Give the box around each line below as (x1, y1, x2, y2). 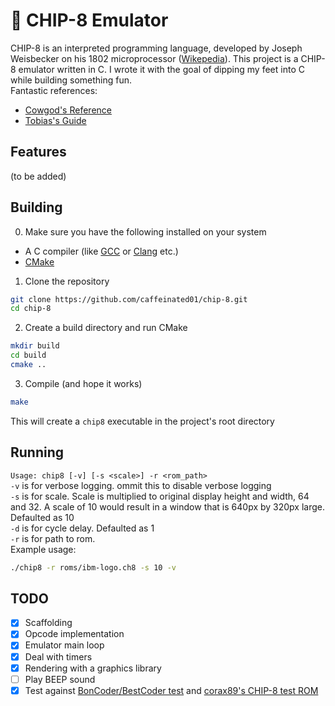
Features (10, 144, 67, 161)
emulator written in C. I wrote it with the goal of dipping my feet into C (18, 63, 305, 75)
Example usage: (10, 543, 77, 555)
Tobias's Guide (24, 114, 87, 126)
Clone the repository (24, 275, 110, 287)
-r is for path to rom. (10, 532, 96, 544)
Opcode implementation (24, 628, 125, 640)
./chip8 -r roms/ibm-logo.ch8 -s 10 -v (10, 562, 177, 573)
